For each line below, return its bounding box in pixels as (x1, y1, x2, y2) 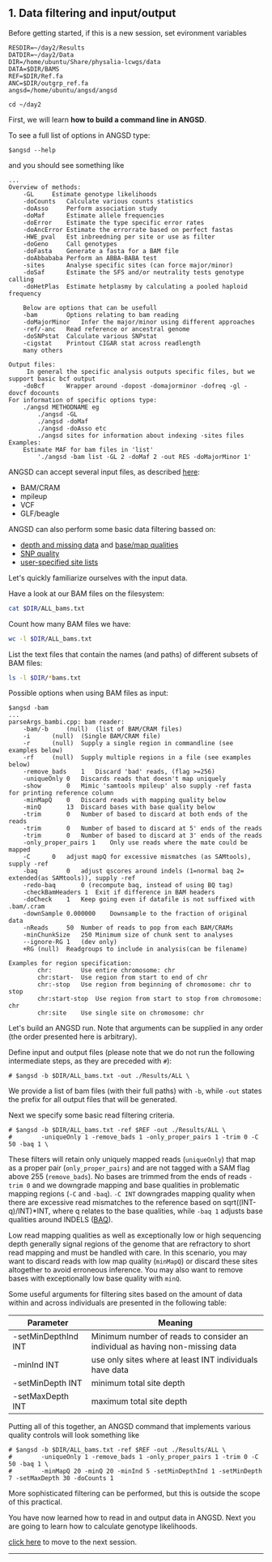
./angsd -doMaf (37, 417, 89, 425)
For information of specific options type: (8, 396, 158, 404)
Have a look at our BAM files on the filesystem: (8, 588, 164, 599)
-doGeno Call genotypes (23, 239, 117, 248)
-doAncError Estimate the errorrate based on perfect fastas (23, 225, 233, 234)
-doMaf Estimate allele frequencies (23, 211, 164, 220)
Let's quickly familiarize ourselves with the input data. (8, 573, 188, 582)
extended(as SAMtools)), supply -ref (8, 874, 136, 882)
